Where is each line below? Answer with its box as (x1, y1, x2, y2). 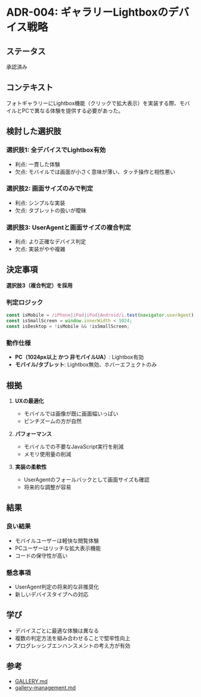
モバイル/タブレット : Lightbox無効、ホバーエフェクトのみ (14, 361, 157, 368)
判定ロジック (6, 298, 44, 307)
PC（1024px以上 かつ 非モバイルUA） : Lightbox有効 (14, 353, 144, 360)
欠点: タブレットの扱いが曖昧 (14, 206, 87, 214)
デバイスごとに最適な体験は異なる (14, 627, 99, 634)
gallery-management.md (14, 684, 76, 691)
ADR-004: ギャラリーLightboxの (6, 5, 169, 19)
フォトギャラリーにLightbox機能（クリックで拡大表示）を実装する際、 (6, 100, 180, 107)
